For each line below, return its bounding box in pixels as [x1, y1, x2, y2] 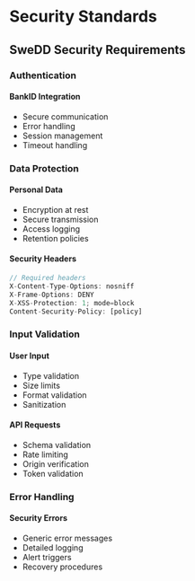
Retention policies [22, 233, 89, 243]
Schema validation [22, 439, 92, 450]
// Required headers [9, 274, 87, 283]
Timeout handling [22, 139, 88, 150]
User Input [9, 350, 49, 361]
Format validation [22, 389, 87, 401]
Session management [22, 130, 103, 141]
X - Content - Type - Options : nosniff [9, 281, 135, 291]
